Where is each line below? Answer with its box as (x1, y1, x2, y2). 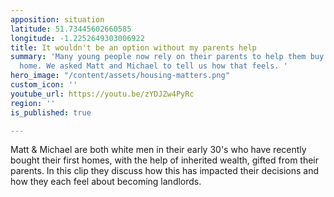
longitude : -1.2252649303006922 (10, 33, 145, 43)
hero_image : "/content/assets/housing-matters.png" (10, 71, 230, 81)
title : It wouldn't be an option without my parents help (10, 42, 257, 53)
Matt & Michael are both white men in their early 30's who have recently (10, 144, 307, 156)
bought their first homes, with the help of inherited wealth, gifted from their (10, 154, 320, 166)
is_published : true (10, 107, 92, 118)
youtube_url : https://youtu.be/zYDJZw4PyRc (10, 89, 195, 99)
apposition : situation (10, 14, 105, 25)
